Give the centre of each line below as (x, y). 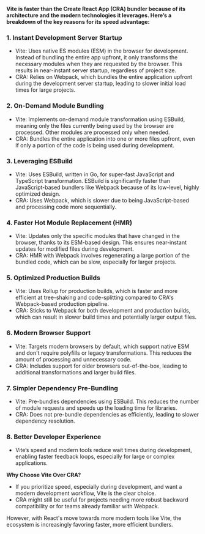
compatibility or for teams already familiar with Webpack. (87, 506)
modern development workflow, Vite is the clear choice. (85, 493)
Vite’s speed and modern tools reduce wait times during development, (103, 450)
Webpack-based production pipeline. (62, 304)
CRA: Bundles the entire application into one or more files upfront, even (105, 139)
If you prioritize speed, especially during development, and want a (99, 487)
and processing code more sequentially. (66, 207)
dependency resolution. (45, 421)
